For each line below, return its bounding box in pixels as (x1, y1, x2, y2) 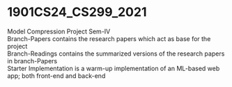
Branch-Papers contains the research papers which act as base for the (7, 34, 211, 42)
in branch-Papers (7, 56, 58, 65)
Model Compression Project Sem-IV (7, 27, 111, 35)
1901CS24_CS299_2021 (7, 4, 147, 20)
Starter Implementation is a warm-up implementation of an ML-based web (7, 64, 220, 72)
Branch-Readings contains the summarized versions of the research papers (7, 49, 225, 58)
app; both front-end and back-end (7, 71, 106, 80)
